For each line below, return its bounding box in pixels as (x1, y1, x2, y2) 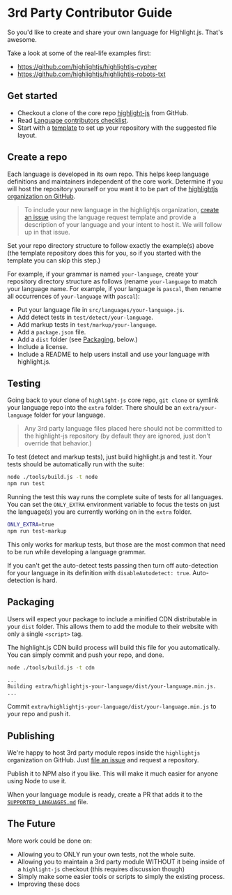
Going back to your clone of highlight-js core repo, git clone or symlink (7, 396, 219, 404)
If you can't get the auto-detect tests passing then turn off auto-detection (7, 561, 219, 570)
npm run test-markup (7, 528, 68, 535)
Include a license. (17, 342, 68, 350)
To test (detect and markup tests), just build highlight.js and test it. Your (7, 452, 212, 461)
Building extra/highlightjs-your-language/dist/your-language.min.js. (7, 683, 217, 690)
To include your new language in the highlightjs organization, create (24, 205, 219, 214)
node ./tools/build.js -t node (7, 473, 98, 481)
